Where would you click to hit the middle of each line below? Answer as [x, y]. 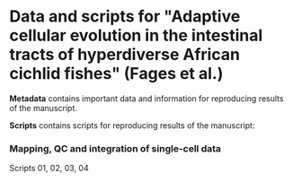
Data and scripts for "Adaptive [125, 17]
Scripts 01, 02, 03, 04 [49, 169]
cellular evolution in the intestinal [136, 35]
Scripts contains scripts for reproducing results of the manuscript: [132, 125]
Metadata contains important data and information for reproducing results [146, 98]
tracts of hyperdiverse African [125, 55]
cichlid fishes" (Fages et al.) [116, 74]
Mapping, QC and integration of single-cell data [115, 148]
